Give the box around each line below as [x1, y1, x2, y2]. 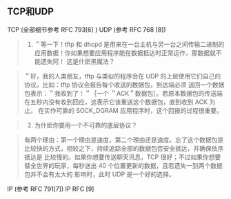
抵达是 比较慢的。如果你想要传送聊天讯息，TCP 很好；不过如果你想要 [23, 153, 221, 161]
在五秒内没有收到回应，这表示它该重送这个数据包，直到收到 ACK [23, 98, 208, 106]
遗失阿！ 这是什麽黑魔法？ [40, 57, 115, 65]
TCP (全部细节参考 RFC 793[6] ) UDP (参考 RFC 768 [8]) [7, 25, 167, 34]
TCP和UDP [7, 6, 54, 18]
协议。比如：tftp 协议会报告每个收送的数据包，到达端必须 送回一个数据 [23, 81, 225, 89]
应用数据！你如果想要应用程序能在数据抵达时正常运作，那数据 [34, 48, 210, 56]
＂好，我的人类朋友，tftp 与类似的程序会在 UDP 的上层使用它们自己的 [23, 72, 221, 80]
